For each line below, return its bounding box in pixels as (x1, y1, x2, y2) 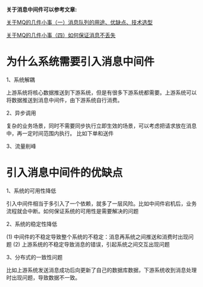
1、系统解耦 (6, 76, 35, 83)
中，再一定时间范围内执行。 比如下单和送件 (6, 129, 114, 137)
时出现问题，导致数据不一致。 (6, 274, 80, 281)
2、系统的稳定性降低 (6, 220, 57, 227)
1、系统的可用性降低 (6, 187, 56, 194)
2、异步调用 (6, 109, 36, 117)
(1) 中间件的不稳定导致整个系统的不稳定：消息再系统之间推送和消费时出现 (6, 233, 188, 240)
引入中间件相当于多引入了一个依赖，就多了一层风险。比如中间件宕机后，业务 (6, 199, 197, 207)
